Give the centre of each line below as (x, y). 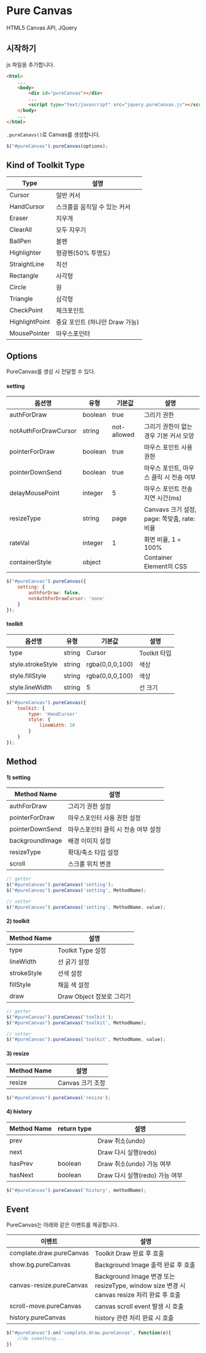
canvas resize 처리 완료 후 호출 (138, 1295)
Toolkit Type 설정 (82, 950)
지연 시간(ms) (163, 498)
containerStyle (31, 562)
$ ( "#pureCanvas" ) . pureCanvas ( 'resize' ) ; (59, 1097)
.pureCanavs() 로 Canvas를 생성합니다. (53, 134)
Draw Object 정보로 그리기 (94, 996)
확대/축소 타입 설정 (93, 853)
